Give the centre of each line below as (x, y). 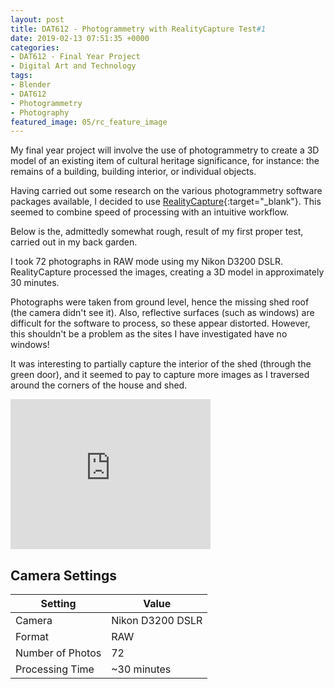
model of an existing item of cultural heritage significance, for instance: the (165, 161)
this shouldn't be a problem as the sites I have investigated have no (149, 334)
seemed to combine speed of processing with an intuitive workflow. (150, 212)
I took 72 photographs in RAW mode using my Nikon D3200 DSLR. (147, 262)
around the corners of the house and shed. (99, 385)
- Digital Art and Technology (73, 66)
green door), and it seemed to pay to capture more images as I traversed (160, 375)
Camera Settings (64, 575)
